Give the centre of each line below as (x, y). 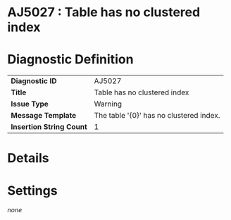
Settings (32, 190)
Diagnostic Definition (70, 60)
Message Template (44, 116)
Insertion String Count (49, 127)
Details (28, 158)
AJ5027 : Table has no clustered (104, 12)
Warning (108, 104)
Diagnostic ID (34, 81)
